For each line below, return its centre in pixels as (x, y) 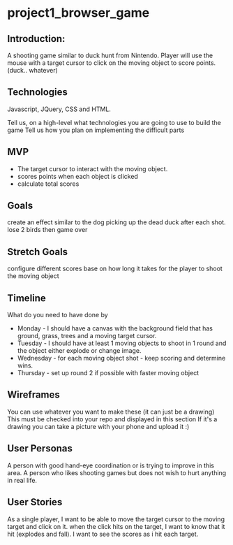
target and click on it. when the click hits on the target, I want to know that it (116, 526)
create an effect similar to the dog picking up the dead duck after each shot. (116, 222)
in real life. (22, 480)
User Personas (40, 449)
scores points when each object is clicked (77, 176)
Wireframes (34, 395)
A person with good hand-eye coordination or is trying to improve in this (111, 465)
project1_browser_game (78, 13)
